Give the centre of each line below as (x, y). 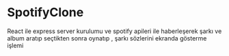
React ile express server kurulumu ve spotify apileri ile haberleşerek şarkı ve (114, 31)
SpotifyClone (45, 12)
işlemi (15, 45)
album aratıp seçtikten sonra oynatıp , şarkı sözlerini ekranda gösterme (107, 38)
